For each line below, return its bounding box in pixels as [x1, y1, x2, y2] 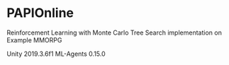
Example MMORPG [6, 35, 62, 44]
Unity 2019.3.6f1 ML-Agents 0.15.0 [6, 49, 106, 58]
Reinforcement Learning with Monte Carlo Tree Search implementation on [6, 28, 223, 37]
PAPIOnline [6, 5, 74, 21]
